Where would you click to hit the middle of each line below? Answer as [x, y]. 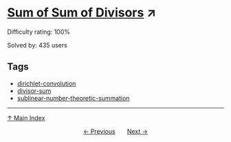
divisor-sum [34, 90]
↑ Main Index [26, 118]
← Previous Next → [115, 131]
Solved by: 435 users [37, 45]
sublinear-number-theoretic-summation [73, 98]
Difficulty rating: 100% [39, 32]
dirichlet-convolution [46, 83]
